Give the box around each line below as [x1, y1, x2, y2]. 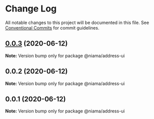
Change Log [5, 3, 57, 14]
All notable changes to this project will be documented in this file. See [5, 19, 149, 25]
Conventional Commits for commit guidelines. [5, 24, 99, 30]
